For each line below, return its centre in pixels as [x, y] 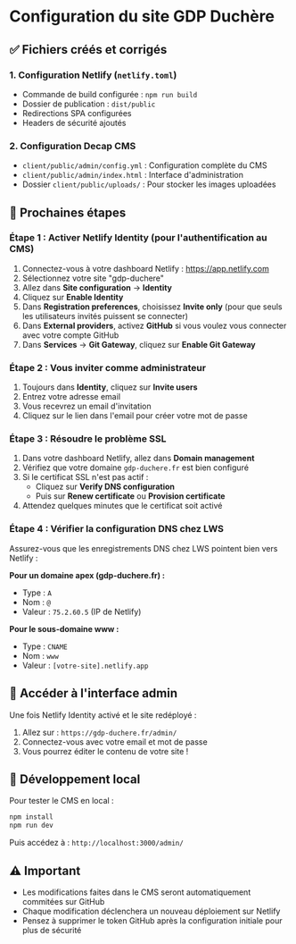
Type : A [37, 593]
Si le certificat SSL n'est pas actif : [85, 477]
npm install [31, 817]
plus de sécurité [52, 930]
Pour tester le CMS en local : [62, 801]
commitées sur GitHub [63, 901]
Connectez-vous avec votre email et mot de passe [115, 742]
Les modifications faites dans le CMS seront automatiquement [136, 892]
